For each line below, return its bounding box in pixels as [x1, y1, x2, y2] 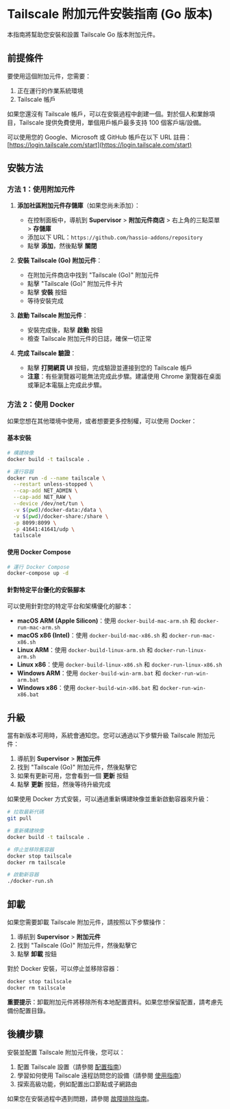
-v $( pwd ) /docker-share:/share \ [13, 513, 109, 519]
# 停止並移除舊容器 [7, 846, 55, 853]
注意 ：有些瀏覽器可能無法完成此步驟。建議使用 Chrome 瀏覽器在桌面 [27, 372, 221, 381]
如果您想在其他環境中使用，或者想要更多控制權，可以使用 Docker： [7, 416, 197, 425]
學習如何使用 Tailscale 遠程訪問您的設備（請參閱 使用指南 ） [16, 1071, 186, 1079]
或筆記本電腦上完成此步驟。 [27, 381, 106, 389]
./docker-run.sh [7, 877, 53, 885]
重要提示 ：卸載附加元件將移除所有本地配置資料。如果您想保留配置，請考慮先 [7, 998, 223, 1006]
